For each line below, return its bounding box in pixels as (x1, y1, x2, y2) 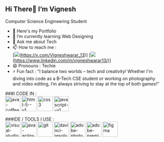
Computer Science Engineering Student (5, 18, 87, 24)
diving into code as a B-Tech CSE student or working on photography (12, 75, 155, 81)
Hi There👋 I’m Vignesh (5, 5, 76, 13)
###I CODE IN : (5, 90, 36, 96)
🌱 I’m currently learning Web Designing (12, 33, 93, 39)
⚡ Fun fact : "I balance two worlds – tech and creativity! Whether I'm (12, 68, 153, 74)
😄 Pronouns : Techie (12, 62, 56, 68)
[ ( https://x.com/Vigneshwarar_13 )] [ (12, 52, 91, 58)
